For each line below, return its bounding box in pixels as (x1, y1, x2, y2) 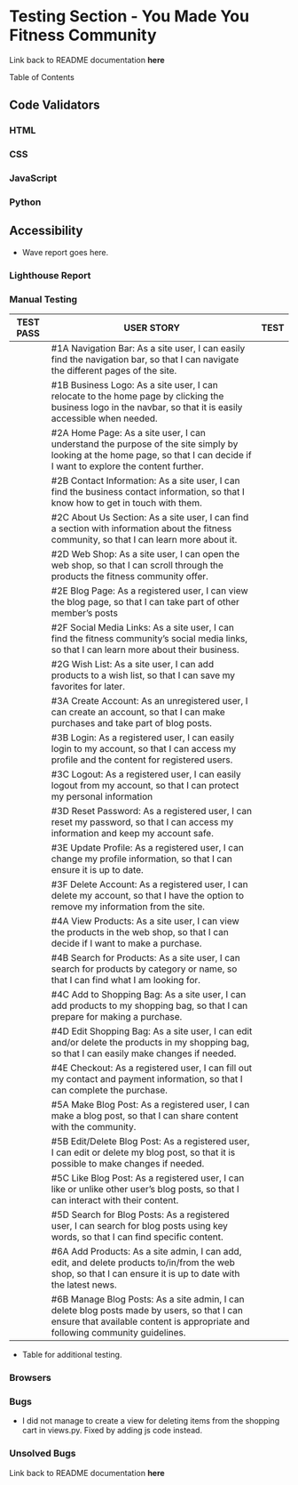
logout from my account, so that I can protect (51, 779, 239, 792)
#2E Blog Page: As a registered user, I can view (51, 585, 248, 597)
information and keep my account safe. (51, 827, 215, 840)
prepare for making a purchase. (51, 1011, 183, 1023)
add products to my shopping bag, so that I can (51, 999, 248, 1012)
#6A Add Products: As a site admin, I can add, (51, 1246, 242, 1258)
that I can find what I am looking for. (51, 974, 201, 987)
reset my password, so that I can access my (51, 816, 234, 828)
